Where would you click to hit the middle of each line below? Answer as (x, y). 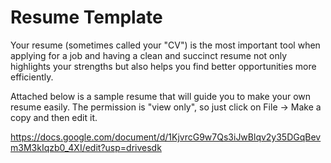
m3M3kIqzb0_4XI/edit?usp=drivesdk (86, 147)
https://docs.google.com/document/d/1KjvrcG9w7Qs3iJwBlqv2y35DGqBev (166, 137)
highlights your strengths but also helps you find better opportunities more (163, 66)
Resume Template (86, 17)
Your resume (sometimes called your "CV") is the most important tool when (165, 45)
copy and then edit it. (54, 117)
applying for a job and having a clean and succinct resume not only (149, 55)
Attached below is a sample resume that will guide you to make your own (161, 96)
